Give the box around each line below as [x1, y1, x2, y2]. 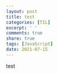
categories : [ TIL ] [6, 19, 50, 25]
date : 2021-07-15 [6, 47, 48, 52]
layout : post [6, 8, 38, 15]
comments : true [6, 30, 43, 36]
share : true [6, 36, 35, 41]
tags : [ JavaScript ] [6, 41, 53, 47]
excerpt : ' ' [6, 24, 38, 31]
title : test [6, 14, 35, 20]
